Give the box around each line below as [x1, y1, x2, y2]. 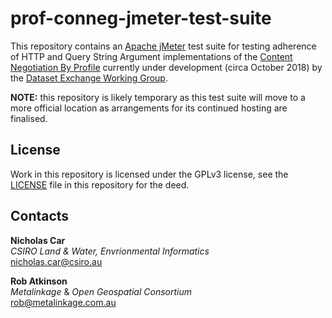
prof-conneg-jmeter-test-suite [10, 7, 272, 30]
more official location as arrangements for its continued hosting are [10, 102, 288, 114]
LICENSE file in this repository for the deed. [10, 178, 190, 191]
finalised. [10, 112, 48, 124]
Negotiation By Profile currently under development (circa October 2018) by [10, 61, 323, 73]
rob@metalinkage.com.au [10, 296, 117, 308]
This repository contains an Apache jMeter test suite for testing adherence [10, 40, 317, 52]
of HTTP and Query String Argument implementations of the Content [10, 50, 293, 62]
